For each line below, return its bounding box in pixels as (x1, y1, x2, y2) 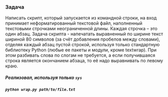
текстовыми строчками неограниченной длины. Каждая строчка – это (5, 26, 158, 32)
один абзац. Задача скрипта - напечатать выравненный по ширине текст (5, 31, 163, 37)
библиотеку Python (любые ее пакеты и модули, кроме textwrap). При (5, 47, 157, 53)
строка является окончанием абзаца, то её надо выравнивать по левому (5, 58, 163, 64)
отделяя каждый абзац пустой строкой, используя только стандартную (5, 42, 160, 48)
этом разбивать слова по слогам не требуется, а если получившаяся (5, 52, 155, 58)
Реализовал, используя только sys (5, 74, 82, 80)
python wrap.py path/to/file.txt (5, 87, 76, 92)
